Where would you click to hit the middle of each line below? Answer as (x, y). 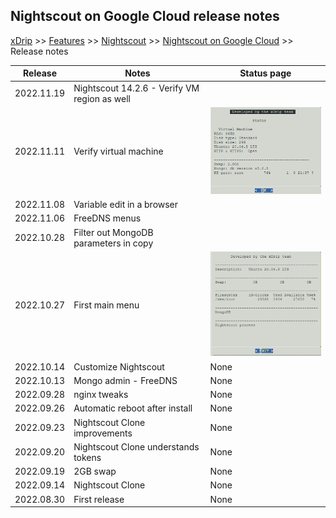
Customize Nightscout (119, 366)
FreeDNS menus (107, 218)
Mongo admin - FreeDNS (125, 380)
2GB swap (95, 471)
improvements (103, 433)
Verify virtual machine (118, 151)
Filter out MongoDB (113, 232)
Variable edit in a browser (126, 205)
